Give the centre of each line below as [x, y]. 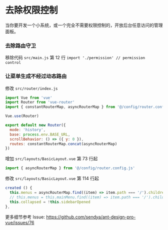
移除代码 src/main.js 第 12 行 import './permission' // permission [75, 58]
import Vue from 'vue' [29, 98]
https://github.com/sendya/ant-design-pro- [91, 217]
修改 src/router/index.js [31, 88]
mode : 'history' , [28, 130]
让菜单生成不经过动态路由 [36, 76]
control [13, 63]
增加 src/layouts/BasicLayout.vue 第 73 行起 [51, 159]
